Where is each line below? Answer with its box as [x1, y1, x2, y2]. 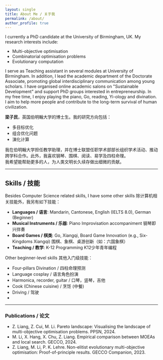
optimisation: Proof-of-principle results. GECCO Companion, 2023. [12, 349, 146, 355]
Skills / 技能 [5, 179, 40, 187]
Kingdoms [12, 238, 33, 245]
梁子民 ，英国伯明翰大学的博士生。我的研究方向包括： [5, 114, 112, 120]
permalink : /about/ [5, 16, 45, 21]
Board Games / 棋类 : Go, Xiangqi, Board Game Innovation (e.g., [12, 233, 139, 238]
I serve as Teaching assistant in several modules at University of [5, 68, 133, 74]
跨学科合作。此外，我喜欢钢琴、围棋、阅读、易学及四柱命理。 [5, 153, 129, 159]
